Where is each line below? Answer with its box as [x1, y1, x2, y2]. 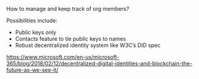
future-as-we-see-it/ [6, 66, 59, 74]
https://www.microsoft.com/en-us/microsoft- [6, 53, 120, 60]
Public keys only [15, 29, 57, 36]
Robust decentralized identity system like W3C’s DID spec [15, 42, 161, 49]
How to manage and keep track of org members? [6, 5, 130, 12]
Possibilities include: [6, 17, 58, 24]
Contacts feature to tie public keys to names [15, 35, 127, 42]
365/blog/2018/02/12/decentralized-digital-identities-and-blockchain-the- [6, 60, 193, 67]
